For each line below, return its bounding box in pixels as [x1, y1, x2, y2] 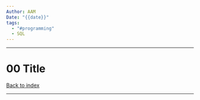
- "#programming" [11, 25, 55, 32]
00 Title [6, 62, 46, 76]
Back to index [6, 82, 40, 89]
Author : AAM [6, 8, 36, 15]
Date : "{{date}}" [6, 14, 49, 20]
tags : [6, 20, 20, 26]
